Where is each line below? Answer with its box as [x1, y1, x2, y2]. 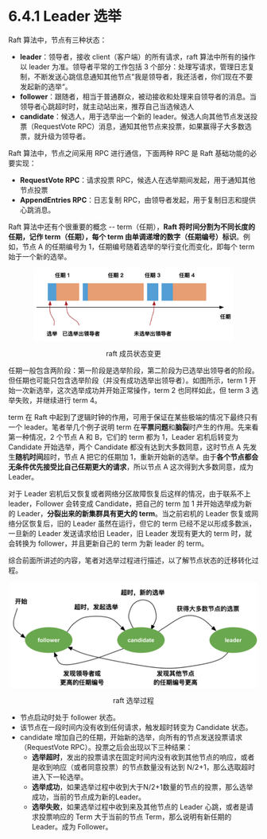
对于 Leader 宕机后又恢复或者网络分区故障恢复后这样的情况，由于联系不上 [8, 488, 251, 498]
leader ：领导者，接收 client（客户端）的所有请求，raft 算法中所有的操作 [19, 52, 256, 61]
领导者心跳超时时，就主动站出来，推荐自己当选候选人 [19, 101, 195, 111]
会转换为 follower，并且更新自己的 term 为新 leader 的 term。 [8, 538, 209, 548]
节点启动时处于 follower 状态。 [19, 713, 121, 722]
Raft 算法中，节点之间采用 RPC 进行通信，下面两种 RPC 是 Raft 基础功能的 [8, 148, 250, 157]
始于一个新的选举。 [8, 251, 72, 261]
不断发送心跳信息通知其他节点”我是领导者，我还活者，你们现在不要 [33, 72, 253, 81]
